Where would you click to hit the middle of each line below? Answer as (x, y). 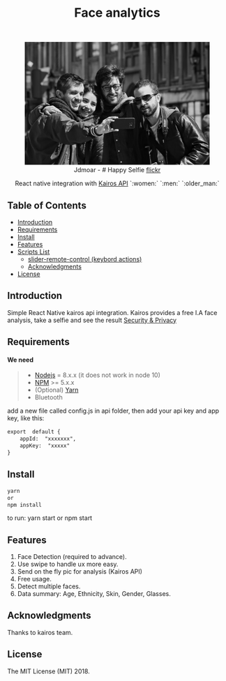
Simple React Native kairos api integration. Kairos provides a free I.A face (112, 312)
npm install (24, 505)
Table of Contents (47, 205)
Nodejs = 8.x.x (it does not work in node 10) (97, 375)
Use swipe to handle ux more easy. (68, 564)
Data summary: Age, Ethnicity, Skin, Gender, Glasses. (94, 594)
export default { (34, 432)
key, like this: (26, 418)
